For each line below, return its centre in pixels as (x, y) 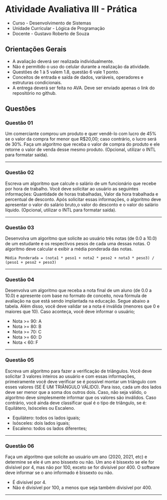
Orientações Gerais (36, 49)
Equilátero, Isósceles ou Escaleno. (40, 408)
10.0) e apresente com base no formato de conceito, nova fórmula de (76, 296)
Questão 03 (20, 227)
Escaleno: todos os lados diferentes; (49, 428)
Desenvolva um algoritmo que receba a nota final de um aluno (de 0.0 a (79, 291)
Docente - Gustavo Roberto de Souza (51, 33)
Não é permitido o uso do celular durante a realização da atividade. (81, 66)
